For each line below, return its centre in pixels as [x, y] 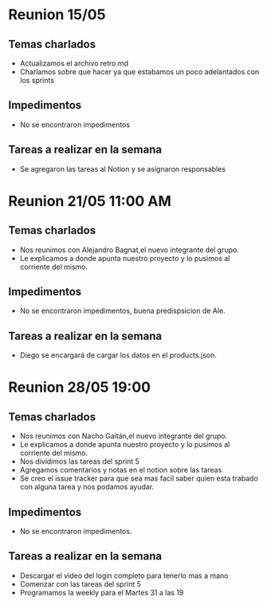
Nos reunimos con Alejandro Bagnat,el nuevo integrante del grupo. [129, 250]
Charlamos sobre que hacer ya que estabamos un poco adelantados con [139, 72]
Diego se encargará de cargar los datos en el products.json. [118, 355]
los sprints [37, 80]
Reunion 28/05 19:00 [80, 388]
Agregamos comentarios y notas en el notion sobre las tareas [121, 470]
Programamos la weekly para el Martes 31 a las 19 [102, 592]
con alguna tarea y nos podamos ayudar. [87, 487]
